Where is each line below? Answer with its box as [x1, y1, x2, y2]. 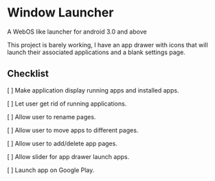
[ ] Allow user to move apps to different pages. [7, 125, 139, 134]
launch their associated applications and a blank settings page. [7, 48, 185, 56]
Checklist [7, 68, 49, 80]
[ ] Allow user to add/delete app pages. [7, 139, 118, 147]
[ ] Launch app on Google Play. [7, 166, 95, 174]
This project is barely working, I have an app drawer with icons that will [7, 40, 208, 49]
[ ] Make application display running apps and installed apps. [7, 86, 179, 94]
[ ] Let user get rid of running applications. [7, 99, 127, 108]
